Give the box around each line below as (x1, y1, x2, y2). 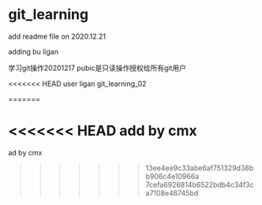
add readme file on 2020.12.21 (8, 32, 107, 41)
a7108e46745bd (145, 188, 199, 198)
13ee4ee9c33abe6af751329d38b (145, 163, 254, 173)
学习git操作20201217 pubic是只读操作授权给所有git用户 (8, 63, 187, 73)
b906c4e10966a (145, 171, 200, 181)
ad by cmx (8, 147, 43, 157)
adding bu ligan (8, 47, 59, 56)
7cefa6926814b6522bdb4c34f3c (145, 180, 254, 189)
